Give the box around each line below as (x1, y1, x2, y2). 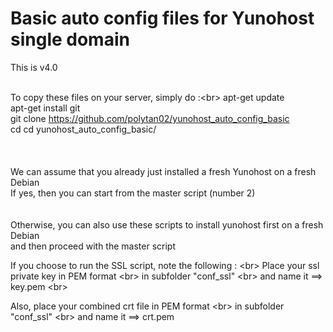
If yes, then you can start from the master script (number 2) (10, 187, 256, 199)
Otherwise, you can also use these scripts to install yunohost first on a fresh (10, 218, 324, 231)
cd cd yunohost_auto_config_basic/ (10, 123, 157, 135)
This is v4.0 (10, 61, 58, 73)
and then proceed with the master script (10, 240, 176, 252)
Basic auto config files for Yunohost (10, 7, 315, 30)
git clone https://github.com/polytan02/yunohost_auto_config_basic (10, 112, 290, 124)
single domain (10, 28, 130, 51)
